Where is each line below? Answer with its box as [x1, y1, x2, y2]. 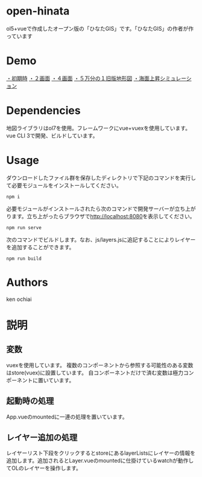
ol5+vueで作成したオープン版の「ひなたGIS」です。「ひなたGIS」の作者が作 [6, 25, 194, 32]
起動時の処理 [6, 396, 54, 406]
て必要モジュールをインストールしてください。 [6, 182, 122, 189]
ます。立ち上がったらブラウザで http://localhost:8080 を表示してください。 [11, 212, 195, 220]
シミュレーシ [159, 74, 192, 82]
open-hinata [6, 4, 70, 18]
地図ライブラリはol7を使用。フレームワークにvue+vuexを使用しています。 [6, 124, 191, 131]
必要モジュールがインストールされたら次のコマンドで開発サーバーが [6, 205, 175, 212]
